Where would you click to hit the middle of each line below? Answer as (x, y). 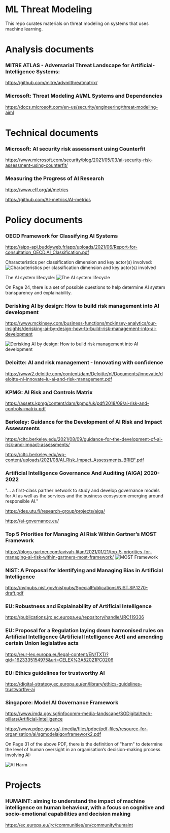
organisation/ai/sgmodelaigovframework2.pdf (53, 734)
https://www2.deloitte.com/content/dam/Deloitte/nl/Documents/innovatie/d (84, 374)
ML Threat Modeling (49, 9)
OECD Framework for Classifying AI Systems (62, 236)
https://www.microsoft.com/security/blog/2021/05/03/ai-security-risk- (79, 160)
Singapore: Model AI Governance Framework (62, 702)
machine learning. (24, 28)
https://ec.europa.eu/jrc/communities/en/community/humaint (69, 825)
